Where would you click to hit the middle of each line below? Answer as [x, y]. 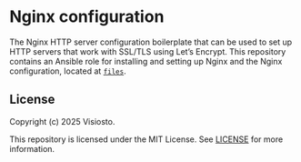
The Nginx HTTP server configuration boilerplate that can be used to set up [151, 42]
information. [32, 148]
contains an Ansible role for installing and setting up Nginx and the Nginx [146, 61]
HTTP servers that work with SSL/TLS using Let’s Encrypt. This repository [148, 51]
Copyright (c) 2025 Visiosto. [62, 121]
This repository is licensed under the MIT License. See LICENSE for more [146, 139]
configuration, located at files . [68, 71]
